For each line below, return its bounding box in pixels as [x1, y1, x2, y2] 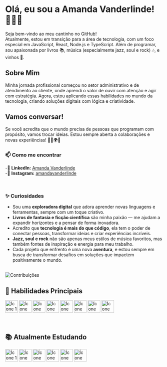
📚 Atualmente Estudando [5, 333, 87, 341]
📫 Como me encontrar [5, 151, 61, 158]
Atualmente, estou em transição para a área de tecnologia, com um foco [5, 36, 154, 42]
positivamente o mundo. [12, 257, 62, 263]
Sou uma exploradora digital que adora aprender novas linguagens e [12, 204, 155, 210]
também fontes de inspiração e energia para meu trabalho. [12, 241, 134, 247]
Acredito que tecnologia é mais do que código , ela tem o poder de [12, 225, 151, 231]
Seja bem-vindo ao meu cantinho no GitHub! [5, 31, 97, 37]
